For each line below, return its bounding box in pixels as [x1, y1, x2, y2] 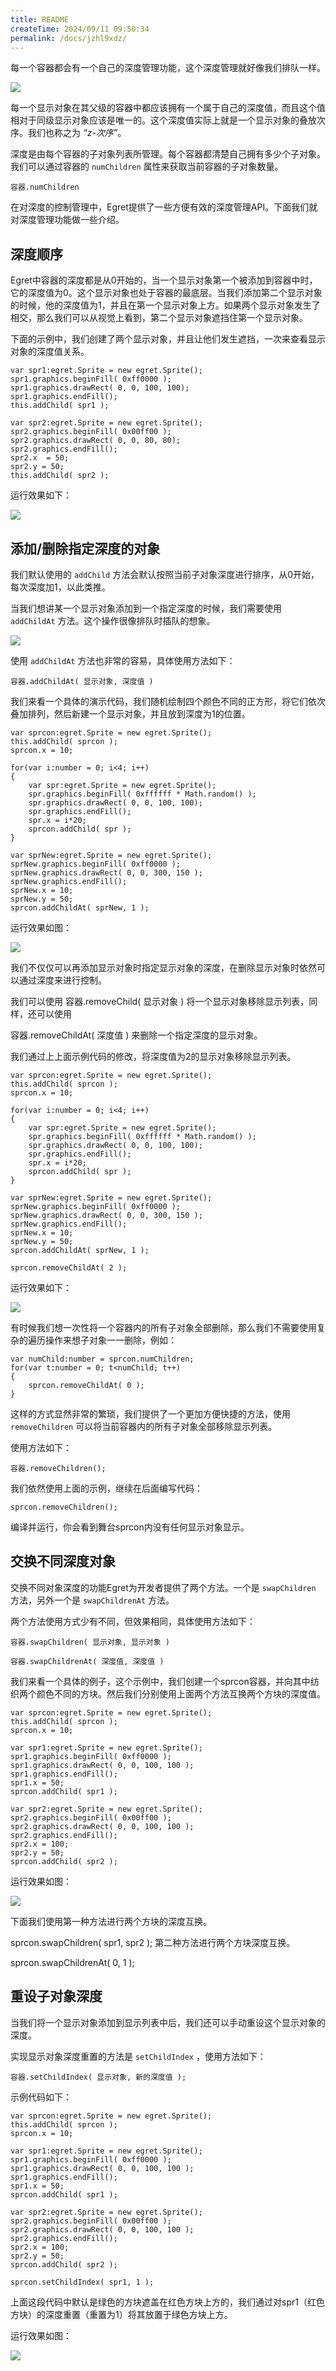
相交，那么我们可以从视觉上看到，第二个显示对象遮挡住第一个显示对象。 [10, 312, 308, 324]
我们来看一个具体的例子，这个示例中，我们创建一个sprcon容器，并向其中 [10, 1675, 311, 1687]
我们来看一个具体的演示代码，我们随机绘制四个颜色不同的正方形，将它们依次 [10, 696, 326, 707]
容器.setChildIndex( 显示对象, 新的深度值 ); [10, 2072, 187, 2082]
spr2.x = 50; [10, 453, 70, 463]
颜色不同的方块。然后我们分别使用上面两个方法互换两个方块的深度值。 [36, 1687, 326, 1700]
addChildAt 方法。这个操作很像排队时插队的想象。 [10, 615, 216, 626]
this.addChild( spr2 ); [10, 471, 110, 481]
